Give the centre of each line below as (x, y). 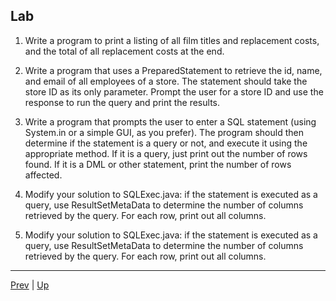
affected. (43, 175)
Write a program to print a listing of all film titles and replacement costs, (172, 40)
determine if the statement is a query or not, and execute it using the (166, 143)
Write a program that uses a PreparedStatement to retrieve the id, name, (173, 70)
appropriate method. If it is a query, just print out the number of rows (166, 153)
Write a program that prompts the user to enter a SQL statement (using (170, 121)
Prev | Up (30, 285)
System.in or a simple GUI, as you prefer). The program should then (164, 132)
